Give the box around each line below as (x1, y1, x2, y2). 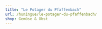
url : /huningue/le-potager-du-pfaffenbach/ (5, 12, 97, 17)
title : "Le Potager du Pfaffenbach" (5, 7, 81, 12)
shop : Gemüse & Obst (5, 16, 48, 21)
